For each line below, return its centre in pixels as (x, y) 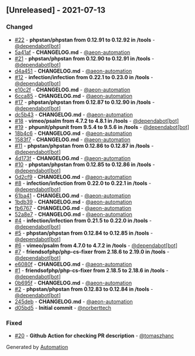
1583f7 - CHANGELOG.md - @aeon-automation (72, 139)
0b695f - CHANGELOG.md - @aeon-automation (73, 283)
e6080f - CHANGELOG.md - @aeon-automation (73, 264)
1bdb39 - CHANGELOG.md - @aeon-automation (73, 202)
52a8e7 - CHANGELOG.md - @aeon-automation (73, 214)
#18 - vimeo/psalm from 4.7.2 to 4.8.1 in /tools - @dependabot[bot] (97, 121)
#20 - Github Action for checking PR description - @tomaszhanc (94, 335)
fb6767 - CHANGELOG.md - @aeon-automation (73, 208)
